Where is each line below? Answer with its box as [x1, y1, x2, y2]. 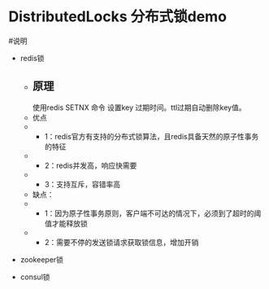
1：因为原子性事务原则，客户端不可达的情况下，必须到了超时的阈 [44, 208, 262, 218]
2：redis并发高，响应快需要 [44, 160, 137, 170]
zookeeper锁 [20, 254, 63, 265]
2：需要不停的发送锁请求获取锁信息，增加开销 [44, 237, 199, 247]
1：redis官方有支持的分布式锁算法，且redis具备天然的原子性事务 [44, 131, 259, 141]
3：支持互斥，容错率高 [44, 179, 121, 189]
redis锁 [20, 53, 45, 63]
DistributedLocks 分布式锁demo [8, 7, 228, 26]
